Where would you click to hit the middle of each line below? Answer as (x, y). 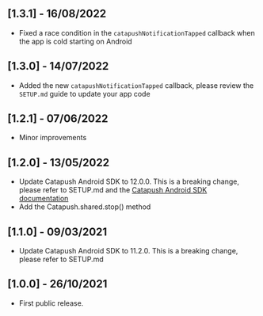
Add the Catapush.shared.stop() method (85, 207)
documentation (44, 199)
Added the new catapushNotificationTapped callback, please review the (136, 85)
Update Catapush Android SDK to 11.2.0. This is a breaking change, (128, 251)
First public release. (51, 303)
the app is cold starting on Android (75, 41)
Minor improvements (53, 138)
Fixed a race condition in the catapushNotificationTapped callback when (137, 32)
